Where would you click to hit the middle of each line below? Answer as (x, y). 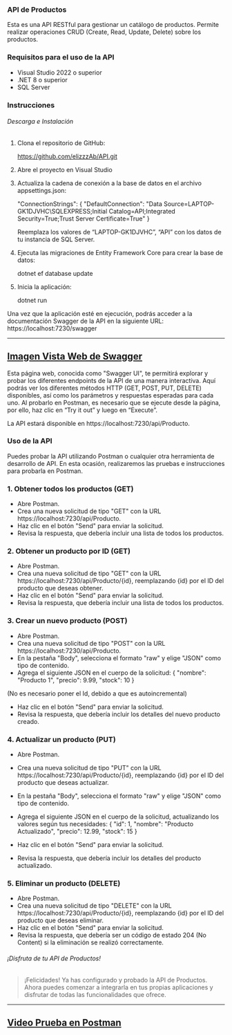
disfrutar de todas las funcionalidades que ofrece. (95, 994)
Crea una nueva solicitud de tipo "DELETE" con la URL (94, 906)
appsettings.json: (42, 190)
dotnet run (32, 300)
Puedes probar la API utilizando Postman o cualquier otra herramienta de (111, 456)
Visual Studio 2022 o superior (59, 72)
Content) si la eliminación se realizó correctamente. (90, 942)
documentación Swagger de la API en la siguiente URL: (86, 321)
